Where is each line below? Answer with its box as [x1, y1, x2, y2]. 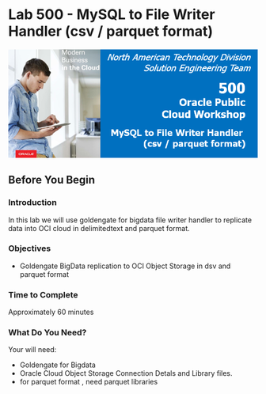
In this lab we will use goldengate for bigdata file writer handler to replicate [8, 215, 252, 225]
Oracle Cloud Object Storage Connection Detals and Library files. [19, 369, 233, 378]
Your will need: [8, 345, 57, 354]
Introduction [8, 197, 57, 208]
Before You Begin [8, 173, 96, 187]
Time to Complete [8, 289, 78, 300]
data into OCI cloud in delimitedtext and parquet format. [8, 223, 190, 233]
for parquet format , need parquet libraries [19, 377, 158, 387]
